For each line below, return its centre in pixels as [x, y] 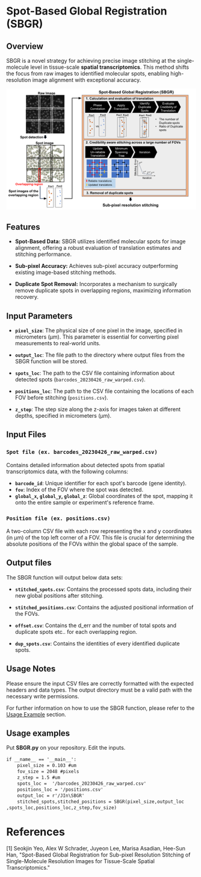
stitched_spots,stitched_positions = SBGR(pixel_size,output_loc [101, 802]
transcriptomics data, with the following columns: [67, 471]
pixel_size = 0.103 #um [47, 766]
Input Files [26, 435]
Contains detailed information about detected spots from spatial [85, 465]
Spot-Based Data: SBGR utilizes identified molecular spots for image [100, 241]
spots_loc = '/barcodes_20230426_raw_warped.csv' [82, 784]
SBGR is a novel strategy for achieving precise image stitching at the [91, 61]
